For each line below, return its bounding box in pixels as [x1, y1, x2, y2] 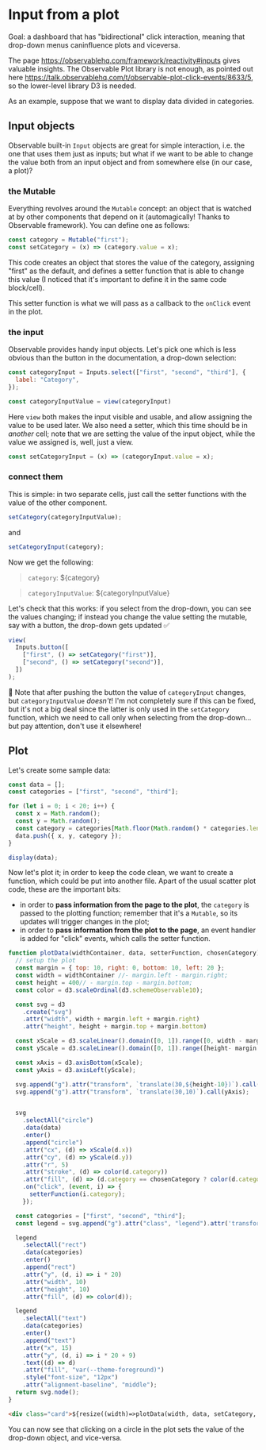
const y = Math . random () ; [15, 817, 101, 825]
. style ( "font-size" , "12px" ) [22, 1374, 119, 1382]
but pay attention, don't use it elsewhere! [8, 721, 142, 731]
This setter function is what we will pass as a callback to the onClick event [8, 298, 251, 307]
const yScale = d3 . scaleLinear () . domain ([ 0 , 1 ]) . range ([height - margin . [15, 1044, 260, 1053]
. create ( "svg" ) [22, 1008, 73, 1016]
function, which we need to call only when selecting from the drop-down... [8, 712, 252, 722]
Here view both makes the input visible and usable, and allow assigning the [8, 411, 253, 422]
